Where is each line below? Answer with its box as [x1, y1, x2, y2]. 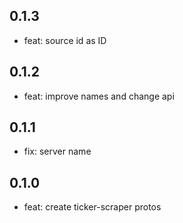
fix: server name [23, 145, 92, 158]
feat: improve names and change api [23, 90, 175, 102]
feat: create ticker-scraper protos [23, 201, 162, 213]
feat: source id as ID [23, 34, 107, 46]
